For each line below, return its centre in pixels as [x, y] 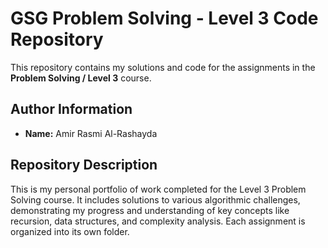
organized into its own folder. [70, 231]
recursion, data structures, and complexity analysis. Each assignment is [158, 221]
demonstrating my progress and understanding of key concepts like [150, 210]
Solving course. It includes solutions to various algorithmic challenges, [155, 199]
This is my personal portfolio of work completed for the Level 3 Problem [158, 189]
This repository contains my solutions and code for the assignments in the [163, 67]
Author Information [71, 109]
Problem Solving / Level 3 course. [81, 78]
